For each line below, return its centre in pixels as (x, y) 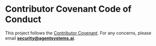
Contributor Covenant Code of (68, 9)
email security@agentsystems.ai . (40, 38)
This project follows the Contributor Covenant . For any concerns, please (78, 33)
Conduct (23, 19)
